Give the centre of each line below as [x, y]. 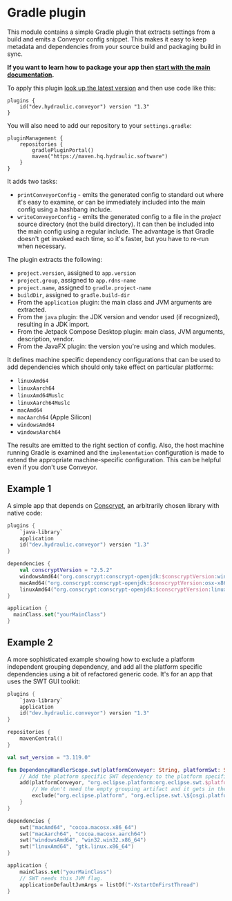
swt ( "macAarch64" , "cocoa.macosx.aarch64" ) [83, 834]
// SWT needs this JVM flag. [61, 878]
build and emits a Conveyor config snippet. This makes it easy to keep [107, 39]
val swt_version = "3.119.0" [49, 757]
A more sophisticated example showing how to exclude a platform [101, 659]
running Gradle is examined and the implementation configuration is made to [116, 452]
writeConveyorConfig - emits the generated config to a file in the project [119, 216]
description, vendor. [46, 339]
